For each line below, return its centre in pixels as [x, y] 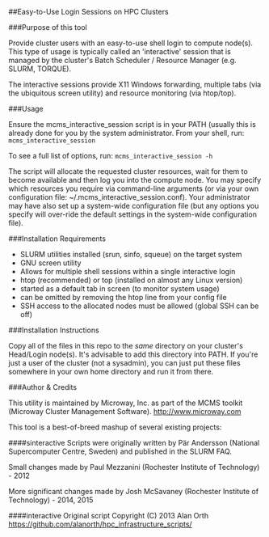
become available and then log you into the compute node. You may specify [135, 180]
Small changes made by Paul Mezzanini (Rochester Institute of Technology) [134, 467]
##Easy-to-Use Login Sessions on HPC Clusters [88, 12]
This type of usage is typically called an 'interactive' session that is [120, 51]
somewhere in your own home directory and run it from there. [111, 372]
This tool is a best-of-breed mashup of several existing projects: [115, 427]
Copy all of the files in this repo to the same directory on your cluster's [126, 346]
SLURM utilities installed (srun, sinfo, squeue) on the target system [131, 254]
